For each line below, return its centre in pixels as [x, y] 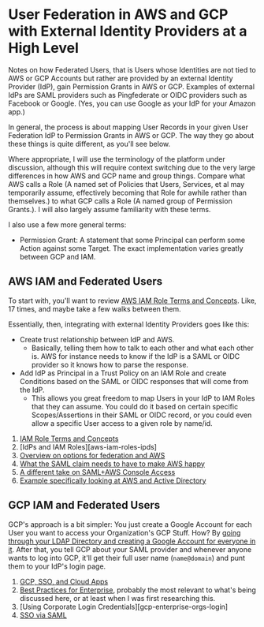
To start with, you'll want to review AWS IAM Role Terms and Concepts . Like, [132, 300]
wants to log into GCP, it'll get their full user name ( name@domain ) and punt [127, 558]
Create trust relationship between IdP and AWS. [97, 339]
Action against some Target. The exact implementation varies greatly [131, 248]
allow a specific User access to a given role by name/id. [122, 423]
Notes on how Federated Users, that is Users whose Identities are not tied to [132, 69]
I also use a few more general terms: [67, 224]
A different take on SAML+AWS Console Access [97, 472]
